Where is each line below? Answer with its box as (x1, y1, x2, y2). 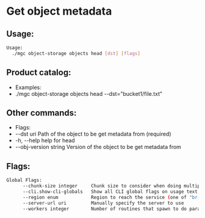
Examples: (15, 84, 41, 91)
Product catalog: (6, 67, 71, 78)
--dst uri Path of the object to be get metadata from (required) (15, 130, 172, 138)
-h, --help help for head (15, 137, 75, 144)
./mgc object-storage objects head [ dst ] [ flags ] (12, 50, 140, 56)
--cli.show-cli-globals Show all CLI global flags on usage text (22, 188, 198, 195)
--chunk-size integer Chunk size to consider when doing (22, 183, 182, 189)
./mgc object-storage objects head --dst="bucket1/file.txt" (15, 90, 163, 97)
